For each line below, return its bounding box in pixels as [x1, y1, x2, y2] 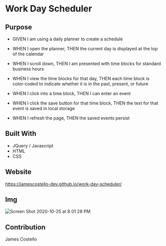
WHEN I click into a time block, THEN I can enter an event [12, 91, 131, 96]
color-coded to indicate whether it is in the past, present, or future [12, 81, 149, 87]
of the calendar [12, 51, 44, 57]
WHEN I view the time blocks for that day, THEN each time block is [12, 76, 150, 81]
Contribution [5, 223, 46, 232]
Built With [5, 129, 36, 138]
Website [5, 168, 31, 176]
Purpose [5, 23, 32, 31]
